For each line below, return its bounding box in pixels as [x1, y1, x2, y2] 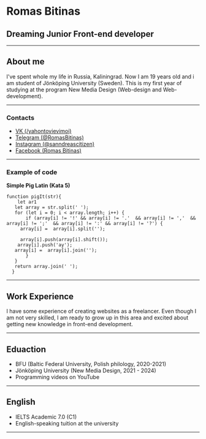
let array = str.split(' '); [14, 204, 89, 211]
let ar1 [17, 199, 37, 205]
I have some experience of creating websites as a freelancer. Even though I [6, 308, 197, 315]
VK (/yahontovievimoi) [15, 128, 72, 135]
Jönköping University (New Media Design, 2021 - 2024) [15, 367, 156, 375]
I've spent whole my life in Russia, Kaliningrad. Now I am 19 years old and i [6, 72, 194, 80]
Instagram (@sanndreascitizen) [15, 140, 95, 148]
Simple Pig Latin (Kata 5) [6, 182, 71, 189]
